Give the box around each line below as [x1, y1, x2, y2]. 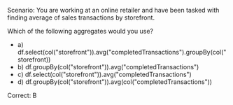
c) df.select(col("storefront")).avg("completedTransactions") [17, 70, 192, 78]
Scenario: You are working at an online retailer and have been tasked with [7, 6, 220, 14]
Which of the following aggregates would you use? [7, 27, 154, 35]
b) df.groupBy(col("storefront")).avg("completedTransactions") [17, 63, 199, 71]
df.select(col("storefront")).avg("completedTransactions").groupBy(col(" [17, 48, 227, 56]
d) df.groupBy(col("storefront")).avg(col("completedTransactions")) [17, 78, 212, 86]
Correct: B [7, 91, 37, 99]
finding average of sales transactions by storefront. [7, 13, 155, 22]
